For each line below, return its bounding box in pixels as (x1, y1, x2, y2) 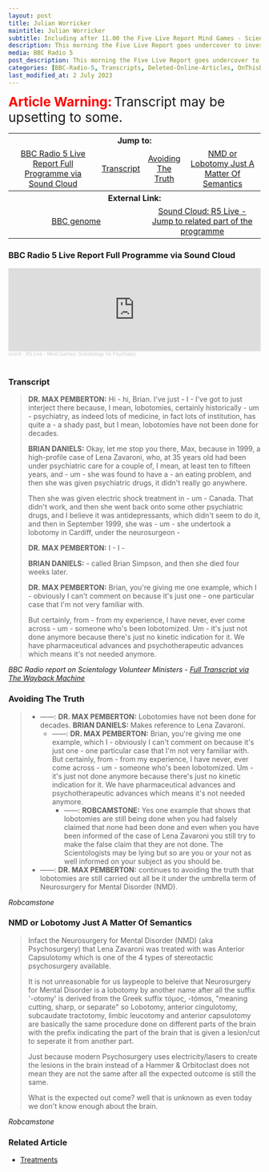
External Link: (107, 192, 162, 203)
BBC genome (51, 215, 102, 227)
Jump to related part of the (151, 215, 253, 227)
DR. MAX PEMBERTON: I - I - (27, 543, 126, 553)
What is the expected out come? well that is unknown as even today (27, 1093, 252, 1102)
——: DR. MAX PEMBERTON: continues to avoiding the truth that (39, 864, 255, 874)
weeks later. (27, 567, 68, 577)
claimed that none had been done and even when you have (63, 822, 259, 832)
